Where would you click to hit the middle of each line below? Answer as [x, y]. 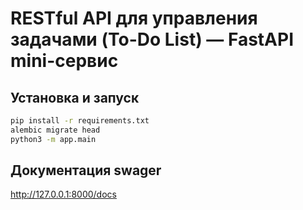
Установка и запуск [75, 97]
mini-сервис [64, 61]
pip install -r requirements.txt [80, 121]
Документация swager [86, 170]
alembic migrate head [55, 130]
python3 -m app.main [53, 139]
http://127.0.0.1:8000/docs [63, 194]
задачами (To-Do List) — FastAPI [152, 39]
